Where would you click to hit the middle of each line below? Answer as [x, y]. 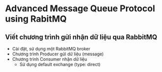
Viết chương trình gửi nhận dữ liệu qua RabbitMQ [81, 37]
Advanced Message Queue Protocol [80, 9]
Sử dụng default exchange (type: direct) [60, 64]
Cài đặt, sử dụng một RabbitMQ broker [51, 49]
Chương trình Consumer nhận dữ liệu [50, 59]
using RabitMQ [36, 19]
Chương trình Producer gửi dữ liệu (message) [58, 54]
